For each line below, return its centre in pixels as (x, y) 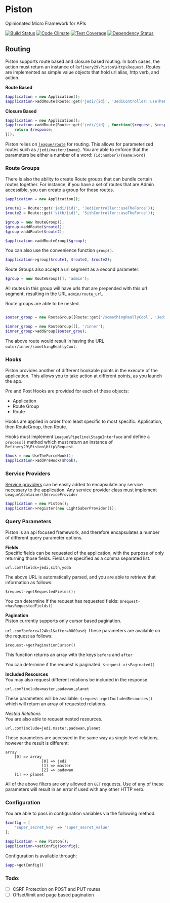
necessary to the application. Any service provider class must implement (81, 490)
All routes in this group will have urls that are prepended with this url (76, 288)
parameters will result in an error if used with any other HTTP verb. (75, 789)
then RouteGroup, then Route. (36, 427)
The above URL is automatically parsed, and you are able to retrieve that (80, 577)
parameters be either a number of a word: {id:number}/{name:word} (75, 155)
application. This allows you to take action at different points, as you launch (84, 376)
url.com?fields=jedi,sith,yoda (38, 568)
